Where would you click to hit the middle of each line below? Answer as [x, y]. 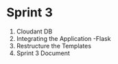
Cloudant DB [34, 31]
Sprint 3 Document [43, 53]
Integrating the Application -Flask [63, 38]
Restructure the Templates [54, 46]
